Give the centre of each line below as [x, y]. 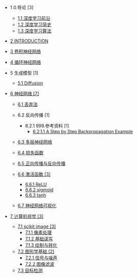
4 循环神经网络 [26, 62]
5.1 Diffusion [30, 83]
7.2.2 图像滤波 [40, 264]
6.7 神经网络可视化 [37, 206]
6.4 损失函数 [31, 153]
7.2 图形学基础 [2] [36, 251]
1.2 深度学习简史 [34, 25]
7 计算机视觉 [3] [27, 216]
